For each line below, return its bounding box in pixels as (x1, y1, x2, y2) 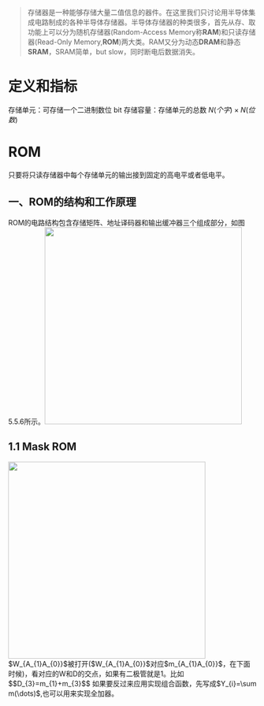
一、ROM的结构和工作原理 (8, 195, 136, 209)
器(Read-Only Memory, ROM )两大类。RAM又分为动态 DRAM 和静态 (27, 37, 241, 46)
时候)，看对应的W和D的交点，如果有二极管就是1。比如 (8, 669, 184, 678)
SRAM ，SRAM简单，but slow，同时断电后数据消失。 (27, 47, 199, 56)
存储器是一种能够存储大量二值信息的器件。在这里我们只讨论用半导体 (27, 8, 249, 17)
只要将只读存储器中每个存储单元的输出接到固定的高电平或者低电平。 (8, 169, 229, 180)
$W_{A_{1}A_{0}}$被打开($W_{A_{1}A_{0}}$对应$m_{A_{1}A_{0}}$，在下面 (8, 659, 251, 668)
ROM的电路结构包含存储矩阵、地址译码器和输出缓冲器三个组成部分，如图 (8, 217, 246, 227)
